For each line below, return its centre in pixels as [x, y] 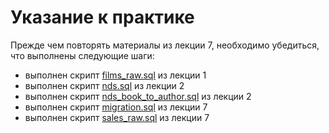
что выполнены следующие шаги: [82, 55]
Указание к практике [102, 17]
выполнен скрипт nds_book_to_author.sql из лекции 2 [138, 96]
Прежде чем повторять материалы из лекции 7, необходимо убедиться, [165, 45]
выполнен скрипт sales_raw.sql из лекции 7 [117, 117]
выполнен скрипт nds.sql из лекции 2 [104, 85]
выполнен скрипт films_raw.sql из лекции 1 [115, 75]
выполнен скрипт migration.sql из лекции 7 [116, 107]
